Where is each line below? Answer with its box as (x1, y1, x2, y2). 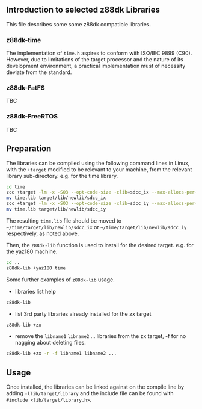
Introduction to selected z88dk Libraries (6, 5, 161, 15)
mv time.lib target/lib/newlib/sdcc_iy (6, 206, 106, 212)
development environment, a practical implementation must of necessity (6, 63, 186, 70)
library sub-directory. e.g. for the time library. (6, 172, 118, 179)
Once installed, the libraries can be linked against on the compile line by (6, 383, 185, 390)
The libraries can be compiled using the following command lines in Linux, (6, 159, 190, 167)
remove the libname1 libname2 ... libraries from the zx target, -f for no (14, 333, 186, 340)
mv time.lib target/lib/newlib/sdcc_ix (6, 195, 106, 201)
